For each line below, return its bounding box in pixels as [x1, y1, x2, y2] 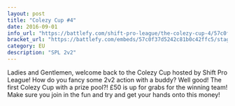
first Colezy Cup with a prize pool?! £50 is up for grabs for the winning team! [7, 83, 228, 91]
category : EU [7, 43, 45, 50]
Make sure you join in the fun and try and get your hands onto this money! [7, 90, 220, 98]
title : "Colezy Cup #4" [7, 17, 77, 24]
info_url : [7, 29, 36, 37]
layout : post [7, 10, 45, 17]
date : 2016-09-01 [7, 23, 58, 30]
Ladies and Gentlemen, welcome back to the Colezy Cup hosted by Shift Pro [7, 68, 228, 77]
